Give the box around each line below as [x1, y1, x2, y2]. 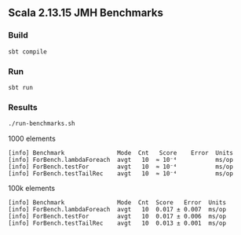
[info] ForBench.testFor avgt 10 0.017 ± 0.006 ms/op [8, 212, 226, 221]
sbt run [8, 83, 34, 91]
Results [8, 101, 38, 112]
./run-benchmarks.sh [8, 119, 76, 128]
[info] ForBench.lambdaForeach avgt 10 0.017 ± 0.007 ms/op [8, 206, 226, 214]
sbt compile [8, 47, 47, 56]
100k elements [8, 184, 56, 193]
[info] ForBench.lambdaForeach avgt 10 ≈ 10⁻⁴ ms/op [8, 156, 234, 164]
